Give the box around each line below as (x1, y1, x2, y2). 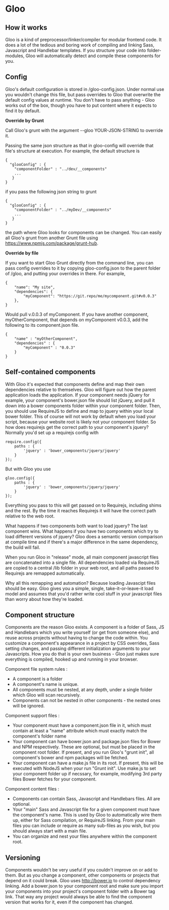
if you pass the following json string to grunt (5, 188, 97, 195)
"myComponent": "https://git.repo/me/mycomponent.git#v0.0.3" (23, 293, 157, 298)
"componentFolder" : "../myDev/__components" (14, 207, 112, 212)
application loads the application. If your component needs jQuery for (5, 392, 150, 398)
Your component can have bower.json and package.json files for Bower (12, 739, 161, 745)
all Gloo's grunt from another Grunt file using (5, 235, 98, 241)
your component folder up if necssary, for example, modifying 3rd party (12, 771, 162, 777)
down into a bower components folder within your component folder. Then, (5, 403, 161, 409)
